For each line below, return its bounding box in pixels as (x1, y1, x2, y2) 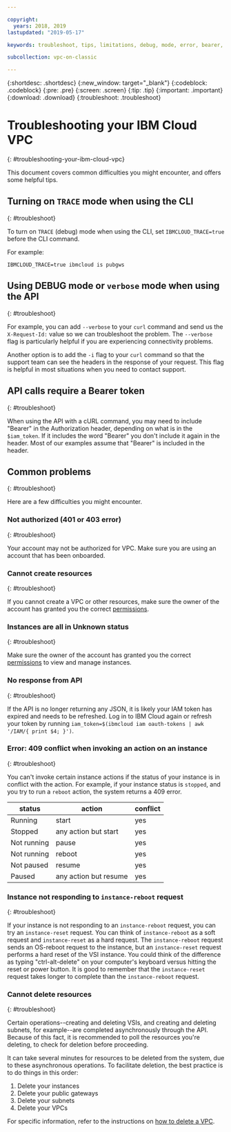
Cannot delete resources (7, 990, 92, 1000)
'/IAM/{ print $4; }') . (7, 727, 74, 735)
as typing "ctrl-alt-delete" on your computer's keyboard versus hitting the (7, 958, 217, 966)
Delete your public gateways (17, 1089, 99, 1098)
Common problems (7, 466, 92, 478)
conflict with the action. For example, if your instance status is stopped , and (7, 780, 221, 788)
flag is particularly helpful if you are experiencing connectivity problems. (7, 337, 214, 345)
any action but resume (55, 871, 128, 881)
